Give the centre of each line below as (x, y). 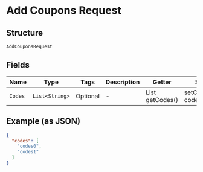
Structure (25, 33)
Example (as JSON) (43, 121)
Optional (87, 96)
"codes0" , (30, 146)
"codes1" (28, 152)
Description (123, 82)
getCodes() (162, 100)
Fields (18, 65)
